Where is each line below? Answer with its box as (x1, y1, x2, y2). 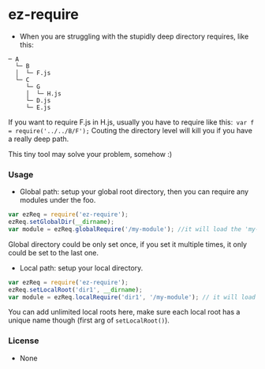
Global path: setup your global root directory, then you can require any (19, 187, 249, 196)
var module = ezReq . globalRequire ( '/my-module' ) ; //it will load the (8, 225, 242, 233)
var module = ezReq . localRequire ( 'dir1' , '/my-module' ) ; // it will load (8, 293, 256, 301)
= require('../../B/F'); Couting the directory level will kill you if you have (8, 125, 252, 135)
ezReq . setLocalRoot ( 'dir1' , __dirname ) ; (8, 285, 144, 293)
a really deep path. (8, 134, 69, 143)
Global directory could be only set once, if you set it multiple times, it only (8, 239, 247, 249)
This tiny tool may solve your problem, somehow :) (8, 149, 173, 158)
